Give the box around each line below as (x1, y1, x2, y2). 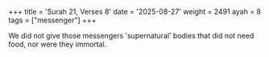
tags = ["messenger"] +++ (8, 15, 97, 25)
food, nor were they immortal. (8, 39, 107, 49)
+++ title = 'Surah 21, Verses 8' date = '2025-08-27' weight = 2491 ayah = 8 (8, 7, 262, 16)
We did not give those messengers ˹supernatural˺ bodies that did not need (8, 31, 255, 40)
